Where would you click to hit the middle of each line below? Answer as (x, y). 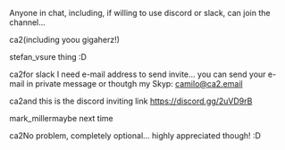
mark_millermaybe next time (61, 118)
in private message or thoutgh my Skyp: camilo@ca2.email (134, 83)
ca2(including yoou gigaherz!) (65, 40)
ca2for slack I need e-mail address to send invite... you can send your (138, 74)
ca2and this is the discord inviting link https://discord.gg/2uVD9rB (131, 101)
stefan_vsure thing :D (48, 57)
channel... (28, 22)
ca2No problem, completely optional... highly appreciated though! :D (135, 136)
